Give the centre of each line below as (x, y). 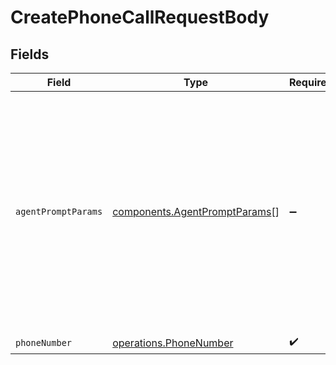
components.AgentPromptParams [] (196, 211)
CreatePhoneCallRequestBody (140, 17)
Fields (30, 54)
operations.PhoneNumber (173, 343)
